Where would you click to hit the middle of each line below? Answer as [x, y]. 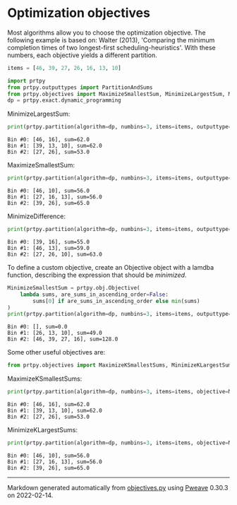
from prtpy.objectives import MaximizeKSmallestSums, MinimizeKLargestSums [121, 365]
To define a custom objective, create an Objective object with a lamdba [111, 267]
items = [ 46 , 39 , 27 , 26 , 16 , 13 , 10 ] [64, 68]
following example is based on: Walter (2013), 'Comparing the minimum [111, 40]
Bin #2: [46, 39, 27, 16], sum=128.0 [63, 339]
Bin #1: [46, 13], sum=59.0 [49, 248]
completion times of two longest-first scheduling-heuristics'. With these [112, 47]
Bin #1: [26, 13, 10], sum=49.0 [55, 333]
